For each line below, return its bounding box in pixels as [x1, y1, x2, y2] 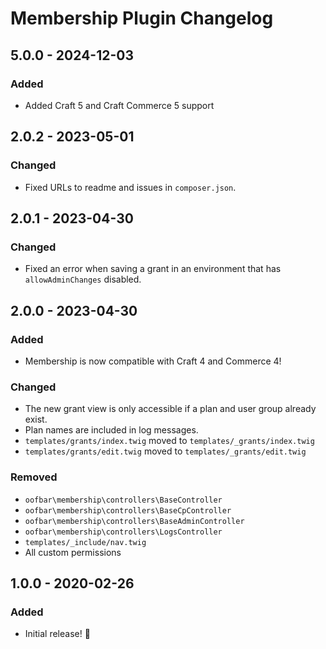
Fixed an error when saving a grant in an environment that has [24, 263, 282, 275]
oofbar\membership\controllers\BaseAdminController [24, 516, 245, 526]
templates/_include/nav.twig [24, 537, 147, 547]
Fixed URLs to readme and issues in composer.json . [24, 181, 237, 193]
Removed [10, 470, 58, 484]
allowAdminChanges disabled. [24, 273, 142, 286]
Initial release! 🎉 [24, 628, 91, 640]
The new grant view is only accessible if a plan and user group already [24, 403, 317, 415]
